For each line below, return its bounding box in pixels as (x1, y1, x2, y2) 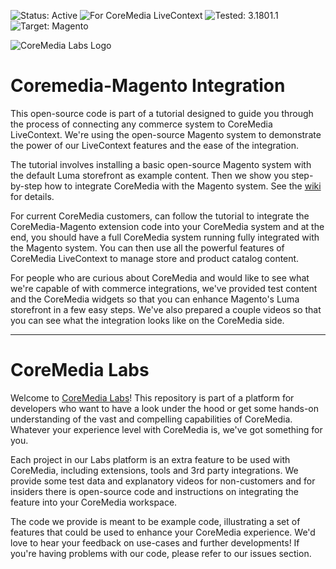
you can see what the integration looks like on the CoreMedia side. (10, 314, 285, 326)
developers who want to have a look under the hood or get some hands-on (10, 402, 320, 414)
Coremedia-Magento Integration (10, 75, 286, 97)
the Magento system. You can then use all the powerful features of (10, 241, 285, 254)
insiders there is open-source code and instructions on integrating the (10, 485, 299, 497)
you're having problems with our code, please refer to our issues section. (10, 547, 312, 559)
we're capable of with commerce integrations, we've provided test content (10, 282, 318, 294)
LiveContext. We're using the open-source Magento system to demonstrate (10, 128, 322, 140)
